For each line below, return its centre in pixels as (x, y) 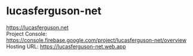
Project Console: (27, 33)
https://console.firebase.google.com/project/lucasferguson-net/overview (96, 40)
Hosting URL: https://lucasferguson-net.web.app (66, 46)
